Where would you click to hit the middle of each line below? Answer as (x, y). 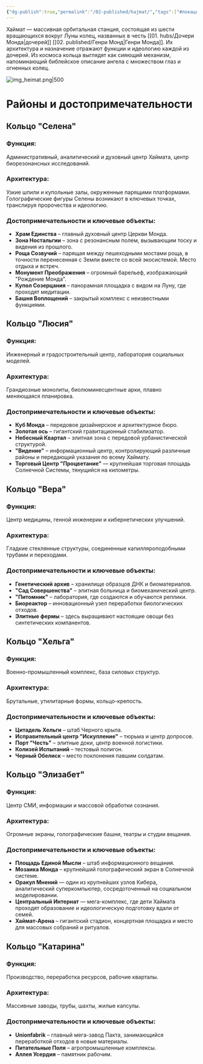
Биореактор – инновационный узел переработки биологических (99, 603)
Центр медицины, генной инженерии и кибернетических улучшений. (96, 520)
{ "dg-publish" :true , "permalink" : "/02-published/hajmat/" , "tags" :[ (92, 12)
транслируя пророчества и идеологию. (57, 205)
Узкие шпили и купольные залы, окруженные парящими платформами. (98, 192)
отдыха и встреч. (37, 266)
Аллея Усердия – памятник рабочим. (63, 1054)
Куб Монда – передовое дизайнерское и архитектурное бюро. (96, 425)
